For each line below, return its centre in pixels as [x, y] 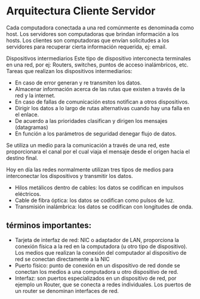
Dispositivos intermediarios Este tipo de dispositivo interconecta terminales [99, 58]
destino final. [22, 158]
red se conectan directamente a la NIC [62, 259]
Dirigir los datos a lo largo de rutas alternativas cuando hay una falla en [102, 108]
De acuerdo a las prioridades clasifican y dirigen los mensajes [91, 120]
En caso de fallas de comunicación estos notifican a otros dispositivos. [102, 102]
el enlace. [27, 114]
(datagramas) [32, 127]
